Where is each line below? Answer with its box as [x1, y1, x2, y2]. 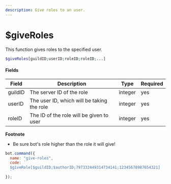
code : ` [10, 160, 26, 166]
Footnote [5, 131, 25, 137]
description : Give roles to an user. [5, 7, 85, 13]
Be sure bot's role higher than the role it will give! [12, 141, 116, 147]
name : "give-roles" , [10, 155, 53, 161]
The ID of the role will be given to [30, 112, 108, 119]
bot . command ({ [5, 151, 36, 156]
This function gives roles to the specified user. [5, 46, 103, 52]
